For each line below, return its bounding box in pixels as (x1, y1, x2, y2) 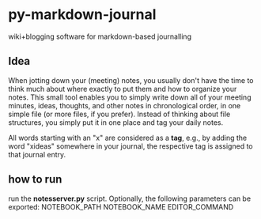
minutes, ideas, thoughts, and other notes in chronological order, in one (8, 100, 241, 110)
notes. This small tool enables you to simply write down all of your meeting (8, 93, 252, 102)
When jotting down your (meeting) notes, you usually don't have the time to (8, 75, 255, 85)
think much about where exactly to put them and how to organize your (8, 84, 237, 93)
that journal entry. (8, 149, 66, 159)
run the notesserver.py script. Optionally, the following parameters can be (8, 194, 252, 203)
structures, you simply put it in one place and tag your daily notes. (8, 117, 224, 127)
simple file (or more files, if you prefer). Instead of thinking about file (8, 109, 231, 119)
